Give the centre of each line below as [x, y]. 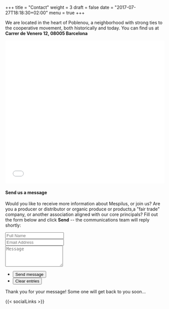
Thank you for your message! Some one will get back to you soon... [75, 292]
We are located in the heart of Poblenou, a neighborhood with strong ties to [84, 23]
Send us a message [26, 192]
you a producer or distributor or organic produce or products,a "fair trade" [83, 209]
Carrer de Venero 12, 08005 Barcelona [47, 33]
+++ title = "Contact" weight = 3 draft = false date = [59, 7]
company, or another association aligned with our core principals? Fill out [82, 214]
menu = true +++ [67, 13]
